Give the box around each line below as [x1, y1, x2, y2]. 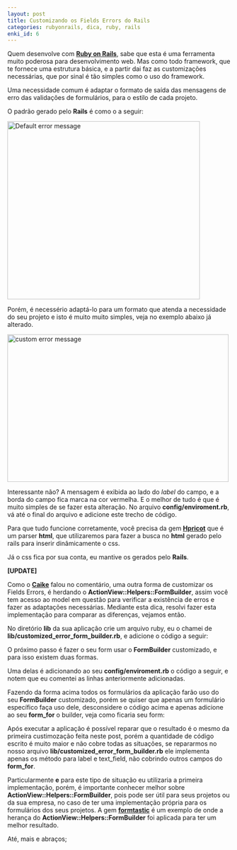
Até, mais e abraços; [7, 834, 67, 844]
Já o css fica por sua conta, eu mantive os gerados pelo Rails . [7, 553, 189, 561]
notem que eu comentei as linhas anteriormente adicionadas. [7, 674, 185, 683]
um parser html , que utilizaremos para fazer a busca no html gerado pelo [7, 532, 221, 540]
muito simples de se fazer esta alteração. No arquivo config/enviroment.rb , [7, 503, 230, 511]
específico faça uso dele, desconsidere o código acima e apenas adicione [7, 703, 224, 712]
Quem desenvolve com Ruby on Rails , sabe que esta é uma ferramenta [7, 50, 216, 58]
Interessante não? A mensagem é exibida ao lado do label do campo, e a [7, 488, 219, 496]
